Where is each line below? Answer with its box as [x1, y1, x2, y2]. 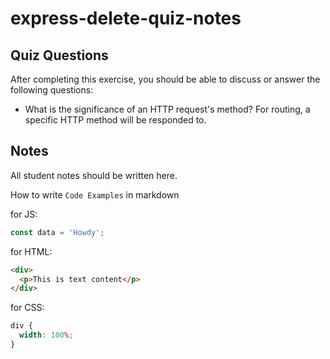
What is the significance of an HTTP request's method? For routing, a [24, 103, 311, 115]
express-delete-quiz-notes [10, 7, 242, 30]
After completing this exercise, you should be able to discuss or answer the [10, 73, 321, 85]
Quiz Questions [10, 47, 109, 64]
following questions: [10, 84, 94, 96]
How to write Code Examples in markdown [10, 188, 180, 201]
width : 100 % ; [19, 330, 74, 341]
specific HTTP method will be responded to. [24, 114, 207, 126]
